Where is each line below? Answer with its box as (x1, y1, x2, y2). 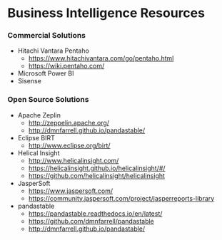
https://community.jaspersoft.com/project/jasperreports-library (28, 194, 215, 202)
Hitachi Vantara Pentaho (17, 46, 89, 55)
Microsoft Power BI (17, 69, 74, 78)
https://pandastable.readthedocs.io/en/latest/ (28, 209, 163, 218)
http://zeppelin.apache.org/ (28, 118, 109, 127)
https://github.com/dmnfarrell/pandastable (28, 216, 155, 225)
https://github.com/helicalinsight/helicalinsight (28, 171, 166, 179)
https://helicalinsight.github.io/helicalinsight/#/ (28, 164, 166, 172)
